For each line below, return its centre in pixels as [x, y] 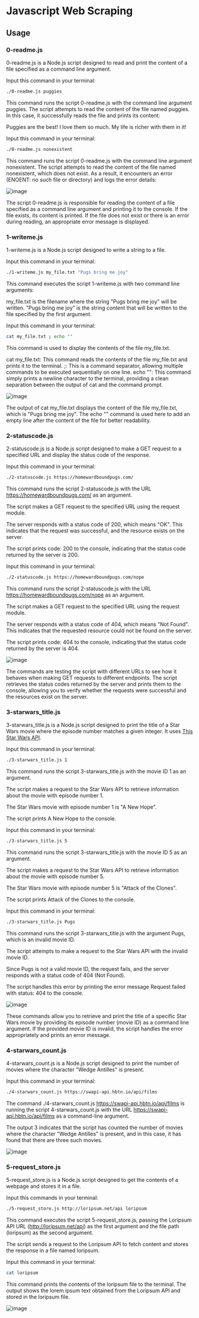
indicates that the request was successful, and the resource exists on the [95, 531]
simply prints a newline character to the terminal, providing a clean [87, 378]
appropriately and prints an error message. [58, 1035]
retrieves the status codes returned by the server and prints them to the [94, 684]
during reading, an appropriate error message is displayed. [78, 222]
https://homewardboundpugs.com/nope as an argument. [76, 595]
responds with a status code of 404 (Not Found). [66, 975]
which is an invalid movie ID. [41, 939]
